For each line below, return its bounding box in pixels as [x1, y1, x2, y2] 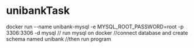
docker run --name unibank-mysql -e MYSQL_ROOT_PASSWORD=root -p [6, 23, 184, 30]
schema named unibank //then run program [6, 35, 111, 42]
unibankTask [6, 4, 70, 17]
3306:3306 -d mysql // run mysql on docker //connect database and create [6, 29, 189, 36]
